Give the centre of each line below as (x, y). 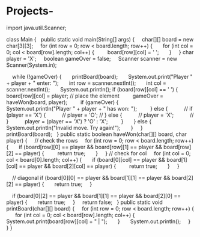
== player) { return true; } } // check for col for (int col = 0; (103, 153)
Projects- (30, 11)
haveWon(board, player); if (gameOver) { (62, 102)
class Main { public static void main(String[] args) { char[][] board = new (100, 39)
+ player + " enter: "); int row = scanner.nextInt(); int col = (86, 83)
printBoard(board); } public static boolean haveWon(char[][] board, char (97, 134)
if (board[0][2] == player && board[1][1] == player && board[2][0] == (96, 195)
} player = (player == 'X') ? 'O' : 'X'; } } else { (79, 121)
